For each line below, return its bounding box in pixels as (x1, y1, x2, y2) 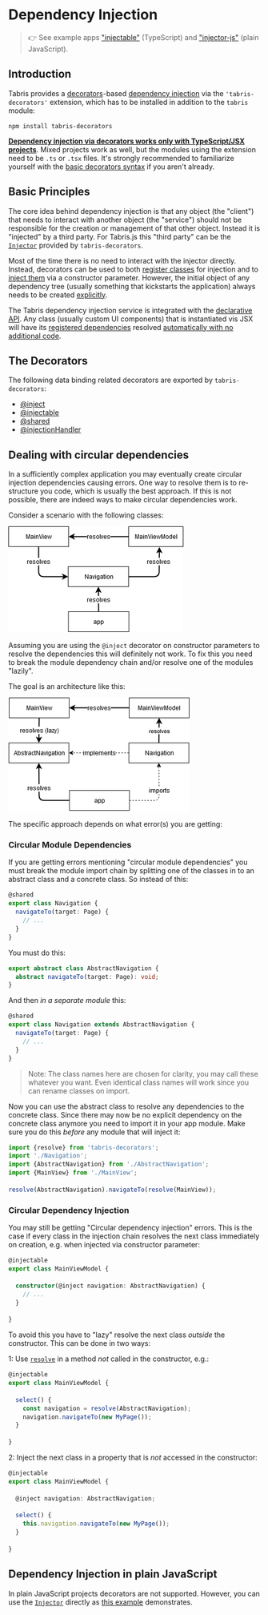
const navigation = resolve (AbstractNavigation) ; (22, 1404, 192, 1412)
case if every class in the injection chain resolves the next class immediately (8, 1231, 260, 1241)
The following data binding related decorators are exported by (8, 375, 214, 385)
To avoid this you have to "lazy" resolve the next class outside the (8, 1330, 226, 1339)
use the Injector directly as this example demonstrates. (8, 1597, 194, 1607)
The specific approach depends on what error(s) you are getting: (8, 820, 222, 829)
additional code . (8, 331, 62, 340)
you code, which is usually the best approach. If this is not (39, 486, 232, 496)
